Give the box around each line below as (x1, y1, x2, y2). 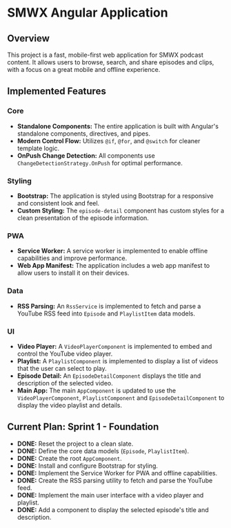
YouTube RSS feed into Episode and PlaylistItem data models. (17, 309, 195, 318)
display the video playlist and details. (17, 401, 123, 409)
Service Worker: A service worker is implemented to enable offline (17, 247, 208, 255)
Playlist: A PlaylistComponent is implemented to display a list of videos (17, 356, 219, 365)
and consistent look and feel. (17, 199, 100, 207)
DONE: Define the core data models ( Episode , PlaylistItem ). (17, 446, 190, 455)
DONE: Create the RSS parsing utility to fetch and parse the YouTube (17, 476, 213, 484)
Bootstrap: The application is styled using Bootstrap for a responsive (17, 192, 214, 200)
